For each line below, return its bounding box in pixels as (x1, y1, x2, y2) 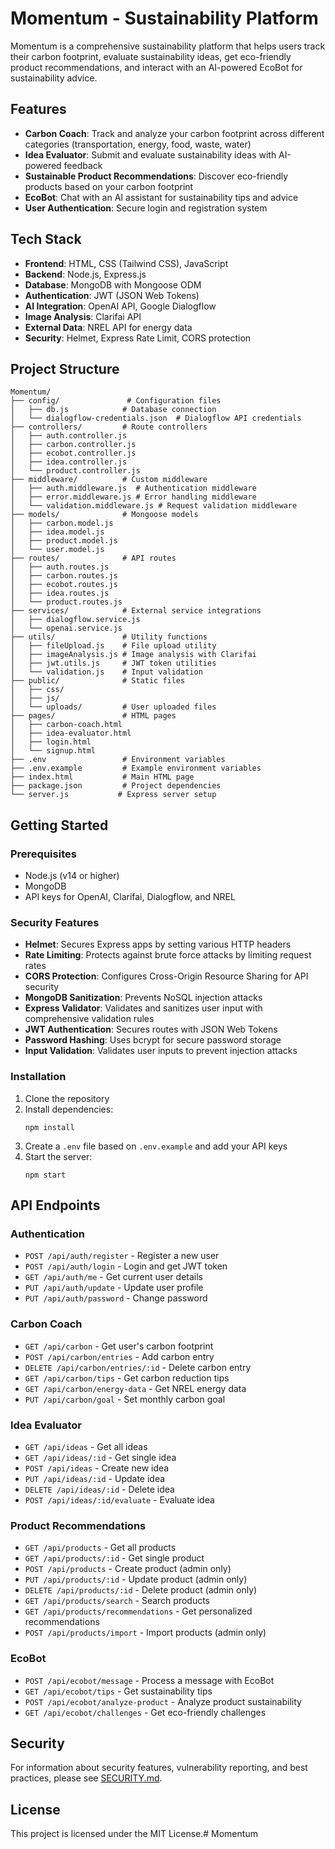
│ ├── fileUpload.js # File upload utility (10, 641, 217, 651)
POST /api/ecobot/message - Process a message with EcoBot (24, 1674, 275, 1686)
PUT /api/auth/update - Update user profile (24, 1282, 204, 1294)
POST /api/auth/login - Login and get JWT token (24, 1260, 228, 1272)
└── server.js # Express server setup (10, 790, 217, 800)
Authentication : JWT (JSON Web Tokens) (24, 289, 200, 301)
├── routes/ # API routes (10, 553, 177, 564)
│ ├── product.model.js (10, 536, 118, 546)
